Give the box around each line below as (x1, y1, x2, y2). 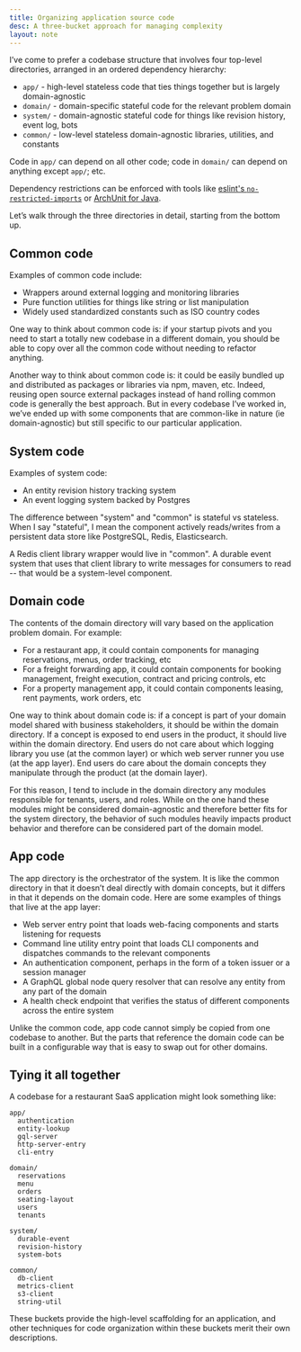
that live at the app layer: (9, 901, 102, 912)
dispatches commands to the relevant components (22, 947, 211, 958)
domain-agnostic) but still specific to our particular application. (9, 417, 243, 428)
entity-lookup (17, 1124, 70, 1133)
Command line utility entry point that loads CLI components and (22, 937, 259, 949)
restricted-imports (9, 194, 83, 203)
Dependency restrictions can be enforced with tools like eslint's (9, 184, 245, 194)
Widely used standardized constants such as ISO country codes (22, 307, 261, 318)
